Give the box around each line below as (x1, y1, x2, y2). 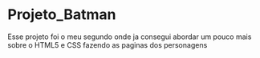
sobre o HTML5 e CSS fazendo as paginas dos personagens (7, 40, 208, 49)
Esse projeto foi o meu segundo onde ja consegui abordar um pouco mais (7, 32, 252, 41)
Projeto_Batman (7, 6, 117, 24)
